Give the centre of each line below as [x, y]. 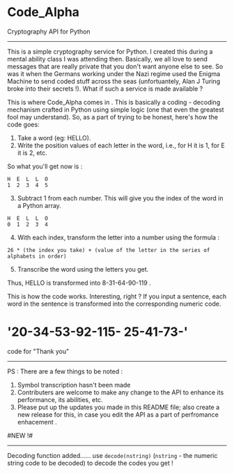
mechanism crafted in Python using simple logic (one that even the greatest [116, 110]
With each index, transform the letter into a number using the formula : [118, 237]
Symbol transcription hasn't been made [74, 385]
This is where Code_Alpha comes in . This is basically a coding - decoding [114, 102]
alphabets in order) [37, 256]
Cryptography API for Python [49, 31]
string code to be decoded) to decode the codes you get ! [91, 463]
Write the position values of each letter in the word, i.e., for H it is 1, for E [121, 145]
